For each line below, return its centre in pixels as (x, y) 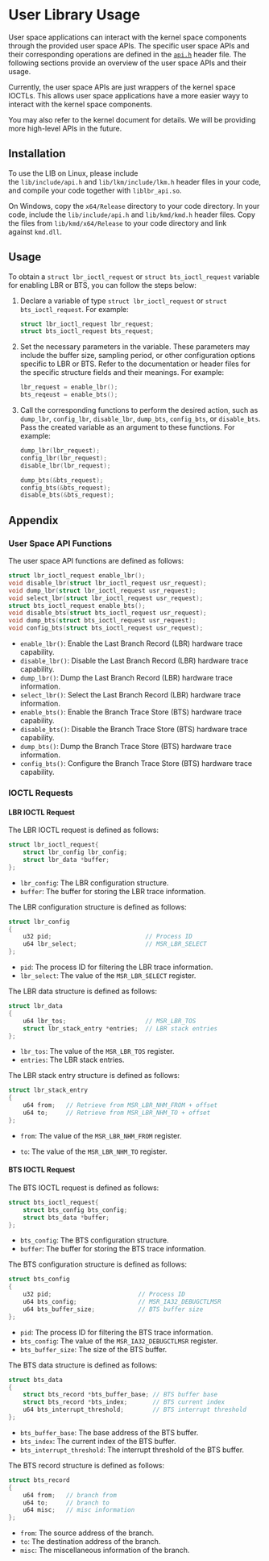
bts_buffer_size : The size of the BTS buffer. (93, 1349)
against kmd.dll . (35, 231)
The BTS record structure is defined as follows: (87, 1465)
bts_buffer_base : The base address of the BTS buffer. (109, 1432)
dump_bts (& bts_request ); (62, 480)
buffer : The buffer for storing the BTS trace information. (113, 1249)
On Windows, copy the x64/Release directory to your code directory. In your (134, 206)
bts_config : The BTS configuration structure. (94, 1240)
